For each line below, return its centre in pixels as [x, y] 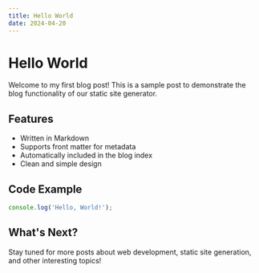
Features [31, 118]
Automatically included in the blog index [86, 155]
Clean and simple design [61, 164]
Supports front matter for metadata [78, 147]
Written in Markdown [55, 138]
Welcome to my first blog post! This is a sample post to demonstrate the [127, 85]
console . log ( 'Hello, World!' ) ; [61, 208]
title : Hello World [41, 16]
